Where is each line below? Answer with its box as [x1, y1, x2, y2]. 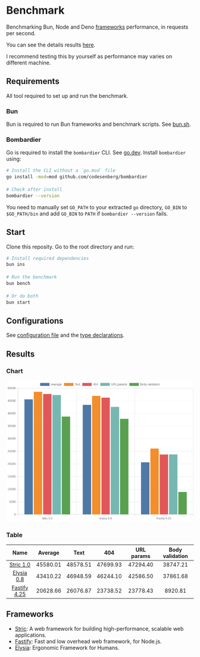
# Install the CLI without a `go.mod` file [6, 168, 116, 173]
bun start [6, 299, 31, 305]
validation [162, 552, 189, 559]
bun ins [6, 262, 26, 268]
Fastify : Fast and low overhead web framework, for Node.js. [14, 637, 162, 644]
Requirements [6, 76, 60, 86]
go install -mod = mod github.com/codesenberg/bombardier [6, 174, 148, 180]
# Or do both [6, 293, 39, 299]
